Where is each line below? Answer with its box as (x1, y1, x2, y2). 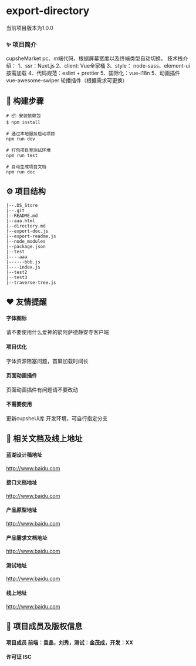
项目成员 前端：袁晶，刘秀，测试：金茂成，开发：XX (6, 639, 133, 646)
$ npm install (6, 119, 41, 126)
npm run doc (6, 169, 35, 175)
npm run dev (6, 136, 35, 142)
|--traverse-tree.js (6, 279, 57, 286)
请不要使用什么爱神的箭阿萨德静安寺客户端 (6, 329, 109, 336)
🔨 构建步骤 (6, 96, 44, 106)
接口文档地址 (6, 479, 37, 486)
